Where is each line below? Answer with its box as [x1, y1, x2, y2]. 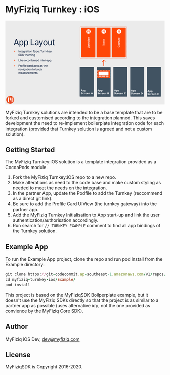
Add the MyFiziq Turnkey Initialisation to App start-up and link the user [12, 212, 160, 218]
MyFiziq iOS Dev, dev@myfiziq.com [5, 336, 80, 342]
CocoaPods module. [5, 164, 48, 171]
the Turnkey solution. [12, 228, 57, 234]
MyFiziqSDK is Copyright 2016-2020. [5, 364, 83, 370]
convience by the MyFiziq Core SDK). [5, 308, 83, 314]
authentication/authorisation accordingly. [12, 217, 99, 223]
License [5, 350, 31, 359]
